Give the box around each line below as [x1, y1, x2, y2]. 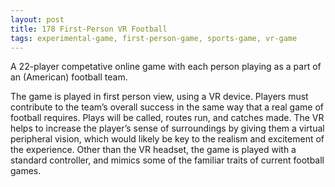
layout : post [10, 14, 65, 25]
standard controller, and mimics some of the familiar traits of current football [10, 154, 325, 166]
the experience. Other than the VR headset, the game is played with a [10, 144, 297, 156]
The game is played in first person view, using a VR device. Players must [10, 91, 309, 103]
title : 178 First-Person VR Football [10, 24, 168, 34]
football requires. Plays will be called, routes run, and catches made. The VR [10, 112, 325, 124]
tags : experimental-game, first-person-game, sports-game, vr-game [10, 33, 298, 43]
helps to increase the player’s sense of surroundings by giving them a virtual [10, 122, 325, 135]
